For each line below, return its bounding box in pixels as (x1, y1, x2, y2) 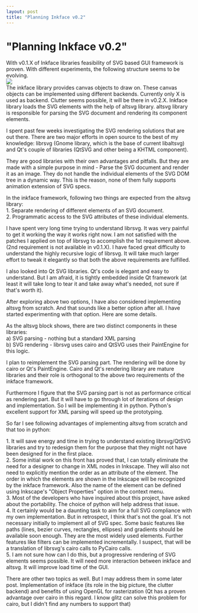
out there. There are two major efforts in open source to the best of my (6, 134, 178, 141)
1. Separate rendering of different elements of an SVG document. (6, 207, 164, 214)
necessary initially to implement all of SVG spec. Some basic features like (6, 520, 185, 527)
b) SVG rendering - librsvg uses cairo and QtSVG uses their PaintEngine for (6, 341, 189, 348)
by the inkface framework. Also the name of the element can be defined (6, 482, 181, 489)
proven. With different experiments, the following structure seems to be (6, 66, 180, 73)
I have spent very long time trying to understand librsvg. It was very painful (6, 225, 189, 232)
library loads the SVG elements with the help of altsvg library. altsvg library (6, 103, 188, 110)
